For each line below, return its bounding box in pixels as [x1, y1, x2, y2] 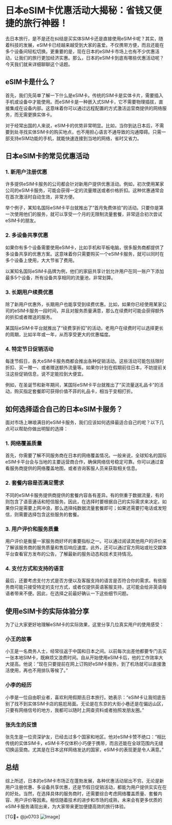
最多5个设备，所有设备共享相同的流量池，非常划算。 [5, 274, 116, 280]
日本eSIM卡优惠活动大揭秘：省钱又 [5, 5, 153, 16]
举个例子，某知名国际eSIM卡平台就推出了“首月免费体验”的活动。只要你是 [5, 205, 159, 211]
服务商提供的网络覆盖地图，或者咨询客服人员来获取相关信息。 [9, 465, 140, 471]
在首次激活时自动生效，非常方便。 [5, 194, 77, 200]
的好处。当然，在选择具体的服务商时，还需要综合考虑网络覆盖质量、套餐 [5, 790, 158, 796]
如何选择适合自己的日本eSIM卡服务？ [5, 405, 123, 413]
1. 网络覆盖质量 [5, 440, 42, 447]
